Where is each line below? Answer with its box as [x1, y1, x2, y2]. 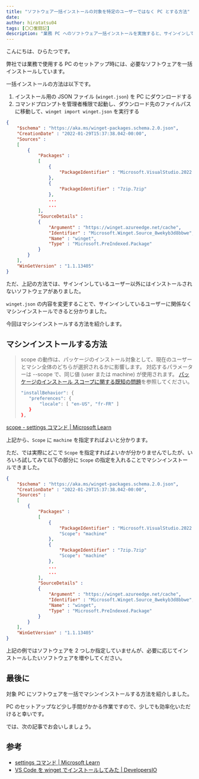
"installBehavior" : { [20, 390, 74, 396]
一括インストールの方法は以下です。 [6, 81, 94, 88]
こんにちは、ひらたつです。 [6, 48, 73, 55]
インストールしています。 [6, 68, 68, 75]
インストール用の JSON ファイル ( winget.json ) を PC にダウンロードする [14, 93, 192, 100]
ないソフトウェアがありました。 [6, 287, 84, 294]
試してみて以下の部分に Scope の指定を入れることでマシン [21, 456, 162, 463]
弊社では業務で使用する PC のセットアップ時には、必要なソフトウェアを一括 [6, 61, 193, 68]
